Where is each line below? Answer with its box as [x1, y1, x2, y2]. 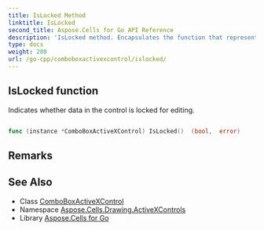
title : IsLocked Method [8, 11, 86, 20]
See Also [8, 176, 53, 189]
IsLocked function [8, 84, 99, 98]
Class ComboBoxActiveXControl [19, 196, 124, 206]
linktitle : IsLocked [8, 19, 76, 27]
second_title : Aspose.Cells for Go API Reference [8, 26, 174, 34]
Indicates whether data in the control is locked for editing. [8, 105, 195, 115]
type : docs [8, 41, 44, 49]
